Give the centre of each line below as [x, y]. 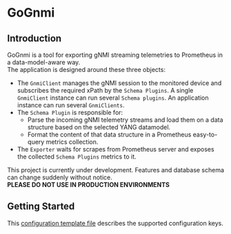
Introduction [34, 38]
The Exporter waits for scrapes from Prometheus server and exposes [116, 149]
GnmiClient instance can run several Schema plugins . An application [113, 98]
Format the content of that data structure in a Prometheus [109, 134]
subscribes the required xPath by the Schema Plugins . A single [105, 90]
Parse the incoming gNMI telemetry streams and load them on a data [125, 120]
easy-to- [205, 134]
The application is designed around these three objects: [86, 70]
